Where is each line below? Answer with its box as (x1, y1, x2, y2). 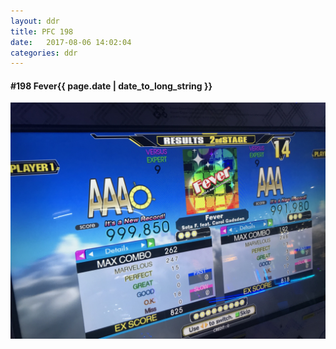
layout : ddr (10, 16, 60, 26)
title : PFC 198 (10, 26, 74, 37)
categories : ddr (10, 48, 78, 58)
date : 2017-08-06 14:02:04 (10, 37, 132, 47)
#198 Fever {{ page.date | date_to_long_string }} (10, 80, 213, 92)
